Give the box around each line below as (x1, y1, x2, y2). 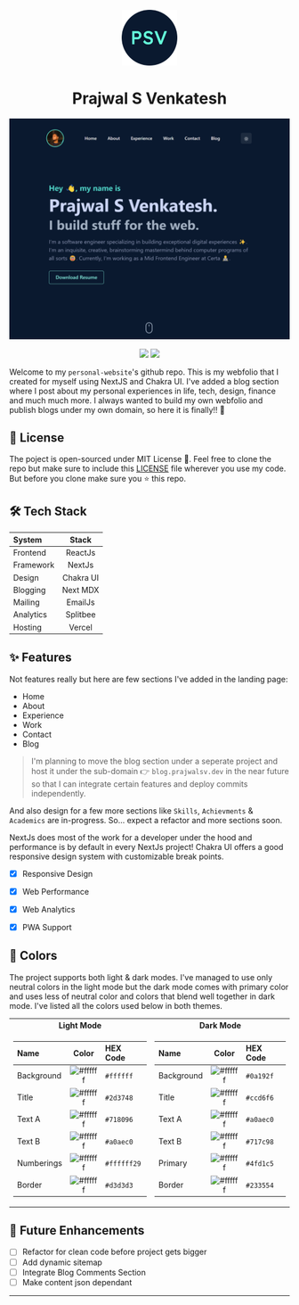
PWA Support (21, 922, 73, 933)
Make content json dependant (21, 1276, 133, 1287)
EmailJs (66, 597, 95, 607)
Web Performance (21, 886, 90, 896)
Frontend (12, 548, 47, 558)
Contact (21, 729, 52, 739)
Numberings (17, 1157, 62, 1169)
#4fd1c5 (246, 1159, 274, 1169)
